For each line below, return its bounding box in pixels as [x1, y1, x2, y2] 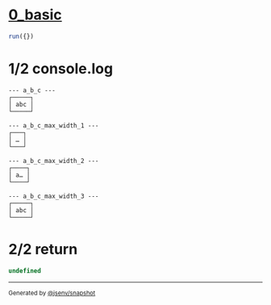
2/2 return [8, 240, 78, 258]
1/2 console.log [8, 60, 114, 77]
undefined [8, 266, 42, 275]
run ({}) [8, 32, 35, 40]
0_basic [8, 6, 62, 24]
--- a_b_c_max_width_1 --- [8, 121, 99, 130]
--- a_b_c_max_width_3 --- [8, 192, 99, 200]
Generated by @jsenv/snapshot [8, 289, 96, 297]
